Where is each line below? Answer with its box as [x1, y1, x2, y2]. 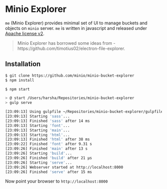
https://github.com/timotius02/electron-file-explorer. [17, 45, 125, 51]
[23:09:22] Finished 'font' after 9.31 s [5, 142, 92, 147]
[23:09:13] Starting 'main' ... [5, 128, 70, 133]
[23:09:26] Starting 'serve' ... [5, 160, 72, 165]
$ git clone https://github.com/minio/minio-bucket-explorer [5, 73, 135, 78]
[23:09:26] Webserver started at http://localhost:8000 [5, 165, 123, 170]
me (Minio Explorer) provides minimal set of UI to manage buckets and [5, 20, 148, 26]
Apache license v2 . [5, 30, 45, 36]
